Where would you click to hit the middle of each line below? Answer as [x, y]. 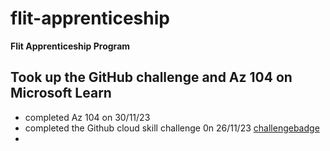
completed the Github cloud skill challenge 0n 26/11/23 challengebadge [172, 128]
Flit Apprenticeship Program [70, 46]
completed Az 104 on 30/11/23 [87, 117]
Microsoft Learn [61, 93]
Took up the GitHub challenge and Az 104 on [151, 77]
